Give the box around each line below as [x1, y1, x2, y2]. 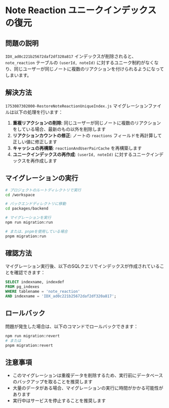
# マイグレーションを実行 [5, 215, 52, 220]
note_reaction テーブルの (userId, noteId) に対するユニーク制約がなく [5, 60, 154, 66]
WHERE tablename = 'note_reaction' [5, 289, 80, 294]
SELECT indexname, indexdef [5, 280, 65, 285]
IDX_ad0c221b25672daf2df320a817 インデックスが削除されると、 [5, 54, 137, 59]
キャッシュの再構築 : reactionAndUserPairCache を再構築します [12, 145, 142, 151]
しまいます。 [5, 72, 32, 78]
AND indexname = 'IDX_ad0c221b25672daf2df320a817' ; [5, 294, 116, 299]
